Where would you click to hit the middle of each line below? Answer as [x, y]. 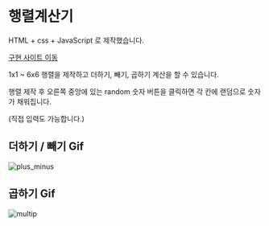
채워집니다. [34, 101]
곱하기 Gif [32, 194]
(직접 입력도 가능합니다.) [46, 118]
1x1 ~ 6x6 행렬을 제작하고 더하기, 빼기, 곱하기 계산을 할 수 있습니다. [114, 74]
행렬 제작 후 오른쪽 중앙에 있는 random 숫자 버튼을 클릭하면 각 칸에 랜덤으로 [127, 91]
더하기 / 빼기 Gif [46, 147]
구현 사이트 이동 [33, 57]
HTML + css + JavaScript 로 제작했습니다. [77, 40]
